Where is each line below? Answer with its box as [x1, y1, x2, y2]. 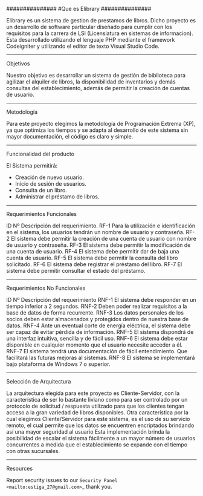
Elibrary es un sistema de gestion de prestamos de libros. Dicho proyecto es [6, 17, 196, 24]
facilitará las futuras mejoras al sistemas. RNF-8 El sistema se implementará [6, 354, 195, 361]
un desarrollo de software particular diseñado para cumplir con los [6, 24, 172, 30]
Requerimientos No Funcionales [6, 284, 86, 292]
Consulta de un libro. [14, 187, 68, 194]
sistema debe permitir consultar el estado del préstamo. [6, 267, 146, 274]
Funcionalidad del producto [6, 151, 74, 157]
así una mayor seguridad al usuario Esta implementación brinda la [6, 428, 170, 435]
